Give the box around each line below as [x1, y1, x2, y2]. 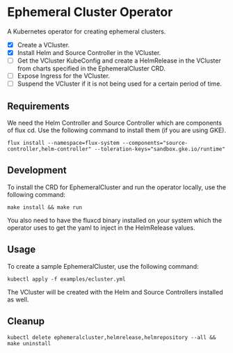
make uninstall [7, 340, 51, 347]
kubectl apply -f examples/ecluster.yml [7, 276, 127, 283]
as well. [7, 295, 29, 304]
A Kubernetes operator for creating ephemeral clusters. [7, 27, 166, 36]
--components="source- [122, 140, 188, 147]
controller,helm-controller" [7, 146, 92, 153]
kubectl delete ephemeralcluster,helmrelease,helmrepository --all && [7, 334, 216, 341]
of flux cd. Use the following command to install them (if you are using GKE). [7, 126, 227, 134]
